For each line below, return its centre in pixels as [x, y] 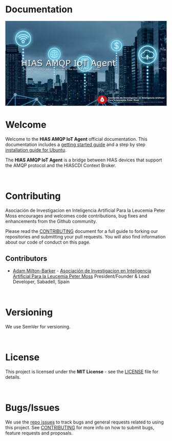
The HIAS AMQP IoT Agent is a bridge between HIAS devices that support [84, 160]
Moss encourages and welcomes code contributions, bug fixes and [76, 216]
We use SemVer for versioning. [38, 326]
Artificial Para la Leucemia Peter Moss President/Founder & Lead [81, 276]
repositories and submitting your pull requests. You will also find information [85, 237]
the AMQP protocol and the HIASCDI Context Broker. [61, 166]
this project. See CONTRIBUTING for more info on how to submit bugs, [80, 427]
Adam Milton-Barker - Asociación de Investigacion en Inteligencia [82, 270]
